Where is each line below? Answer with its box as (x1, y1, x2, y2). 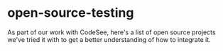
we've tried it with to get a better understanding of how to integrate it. (7, 35, 211, 43)
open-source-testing (7, 5, 134, 21)
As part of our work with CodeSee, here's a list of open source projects (7, 28, 216, 36)
